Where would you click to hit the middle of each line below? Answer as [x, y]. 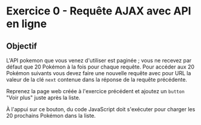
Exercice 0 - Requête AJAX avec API [99, 11]
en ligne [26, 24]
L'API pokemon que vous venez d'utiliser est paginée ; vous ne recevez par [99, 60]
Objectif [22, 46]
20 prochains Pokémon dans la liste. [51, 116]
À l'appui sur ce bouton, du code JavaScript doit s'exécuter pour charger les [101, 109]
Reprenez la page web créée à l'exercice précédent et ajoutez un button [95, 91]
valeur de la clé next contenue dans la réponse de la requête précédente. [97, 80]
